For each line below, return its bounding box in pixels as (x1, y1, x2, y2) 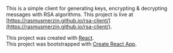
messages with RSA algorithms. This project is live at (6, 11, 133, 18)
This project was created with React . (6, 35, 95, 41)
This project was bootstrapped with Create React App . (6, 40, 137, 47)
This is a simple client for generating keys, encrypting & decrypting (6, 5, 168, 12)
